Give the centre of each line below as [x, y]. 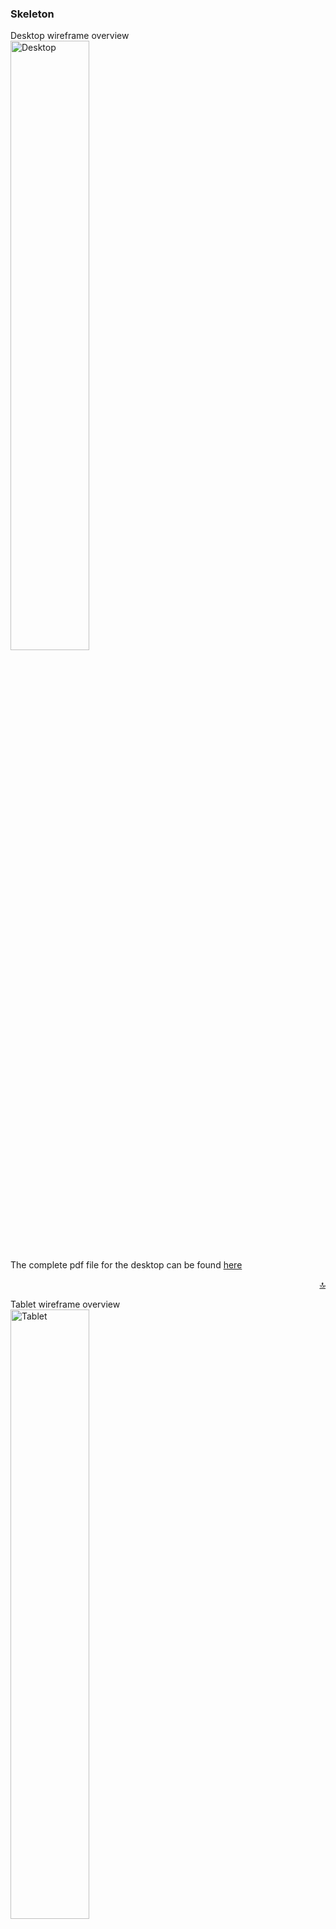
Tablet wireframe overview [65, 1304]
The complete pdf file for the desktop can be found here [126, 1265]
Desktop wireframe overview [70, 36]
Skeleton [32, 14]
